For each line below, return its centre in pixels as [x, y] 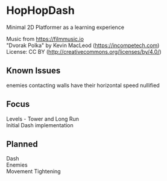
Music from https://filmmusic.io [45, 39]
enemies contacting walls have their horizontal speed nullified [83, 85]
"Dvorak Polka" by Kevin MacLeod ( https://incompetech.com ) [83, 45]
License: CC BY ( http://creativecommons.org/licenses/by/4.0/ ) [84, 51]
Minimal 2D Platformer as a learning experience [65, 27]
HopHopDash [41, 11]
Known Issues [33, 71]
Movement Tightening [34, 171]
